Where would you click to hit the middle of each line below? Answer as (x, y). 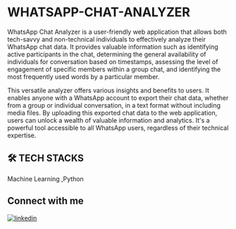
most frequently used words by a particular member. (83, 76)
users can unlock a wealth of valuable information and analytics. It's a (108, 120)
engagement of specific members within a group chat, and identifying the (114, 69)
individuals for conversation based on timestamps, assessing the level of (113, 61)
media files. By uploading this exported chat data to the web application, (112, 113)
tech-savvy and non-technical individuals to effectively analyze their (107, 39)
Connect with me (46, 201)
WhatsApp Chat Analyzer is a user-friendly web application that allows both (117, 32)
